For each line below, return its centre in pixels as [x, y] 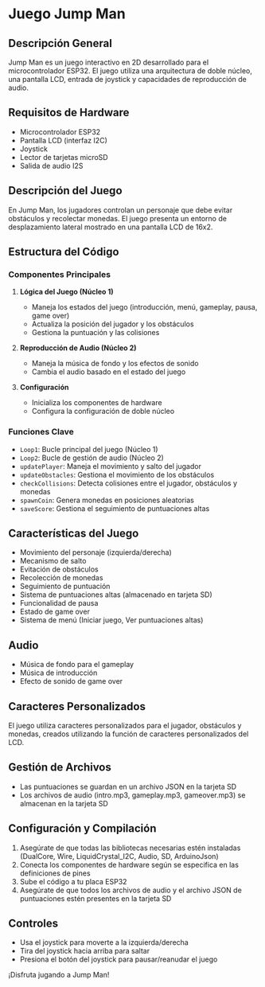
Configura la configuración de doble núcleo [103, 412]
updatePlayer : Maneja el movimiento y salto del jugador [110, 466]
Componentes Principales [60, 274]
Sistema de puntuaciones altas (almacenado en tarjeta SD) [116, 595]
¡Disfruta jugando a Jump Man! [59, 975]
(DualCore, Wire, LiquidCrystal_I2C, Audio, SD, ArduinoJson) [119, 856]
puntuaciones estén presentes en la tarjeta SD [95, 898]
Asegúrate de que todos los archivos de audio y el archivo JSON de [131, 890]
